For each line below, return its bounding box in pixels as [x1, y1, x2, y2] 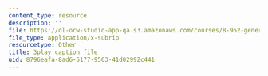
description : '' [8, 19, 62, 27]
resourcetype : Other [8, 41, 77, 49]
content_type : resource [8, 11, 88, 20]
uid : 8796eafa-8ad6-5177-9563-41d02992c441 [8, 56, 156, 64]
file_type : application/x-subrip [8, 33, 120, 42]
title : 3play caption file [8, 48, 98, 56]
